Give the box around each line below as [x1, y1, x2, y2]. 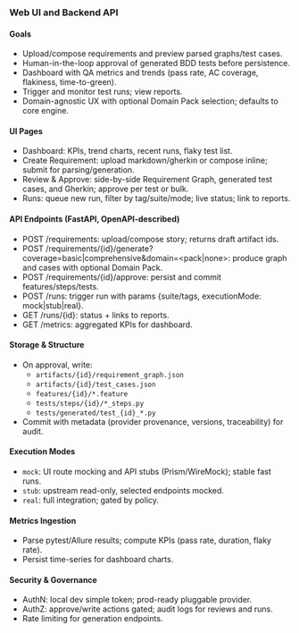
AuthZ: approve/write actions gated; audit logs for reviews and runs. [21, 603, 274, 614]
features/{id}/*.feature [35, 389, 129, 399]
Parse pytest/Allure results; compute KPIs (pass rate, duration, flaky [21, 535, 272, 546]
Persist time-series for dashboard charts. [21, 554, 174, 565]
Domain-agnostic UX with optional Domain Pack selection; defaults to [21, 96, 278, 106]
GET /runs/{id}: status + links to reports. [21, 309, 170, 320]
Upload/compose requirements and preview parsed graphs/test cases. [21, 48, 283, 59]
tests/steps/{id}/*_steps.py [35, 399, 145, 408]
